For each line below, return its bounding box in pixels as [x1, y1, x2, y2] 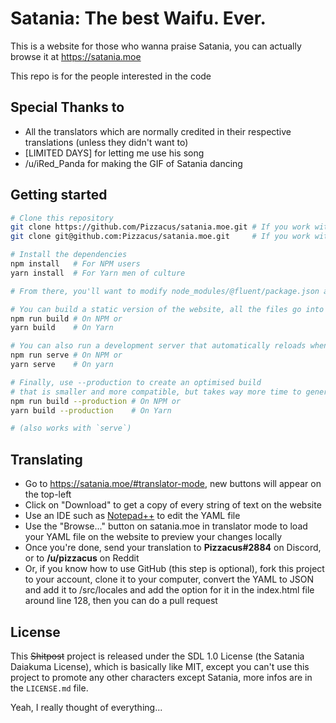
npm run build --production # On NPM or [10, 396, 182, 406]
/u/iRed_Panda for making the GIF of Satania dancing [24, 157, 243, 169]
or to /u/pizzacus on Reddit [24, 552, 140, 564]
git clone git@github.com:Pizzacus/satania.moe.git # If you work [10, 232, 311, 242]
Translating [10, 451, 83, 468]
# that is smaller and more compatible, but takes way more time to [10, 387, 302, 397]
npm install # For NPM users [10, 259, 141, 269]
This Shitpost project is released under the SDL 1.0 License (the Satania [10, 650, 305, 662]
